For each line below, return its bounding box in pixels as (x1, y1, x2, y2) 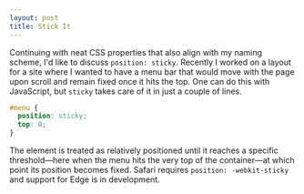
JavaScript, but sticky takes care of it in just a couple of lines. (9, 86, 243, 97)
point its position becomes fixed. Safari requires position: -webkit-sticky (9, 165, 289, 175)
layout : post (9, 13, 59, 23)
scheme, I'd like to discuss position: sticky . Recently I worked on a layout (9, 56, 291, 67)
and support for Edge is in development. (9, 174, 161, 185)
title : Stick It (9, 22, 71, 31)
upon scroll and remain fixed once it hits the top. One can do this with (9, 76, 270, 87)
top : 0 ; (17, 120, 47, 129)
